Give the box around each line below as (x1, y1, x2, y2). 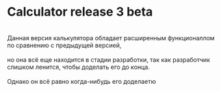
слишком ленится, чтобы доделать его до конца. (7, 63, 151, 71)
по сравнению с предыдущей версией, (7, 41, 122, 49)
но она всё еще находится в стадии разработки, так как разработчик (7, 55, 211, 63)
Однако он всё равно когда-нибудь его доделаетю (7, 77, 156, 85)
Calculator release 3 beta (7, 4, 153, 20)
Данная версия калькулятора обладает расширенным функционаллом (7, 33, 215, 42)
